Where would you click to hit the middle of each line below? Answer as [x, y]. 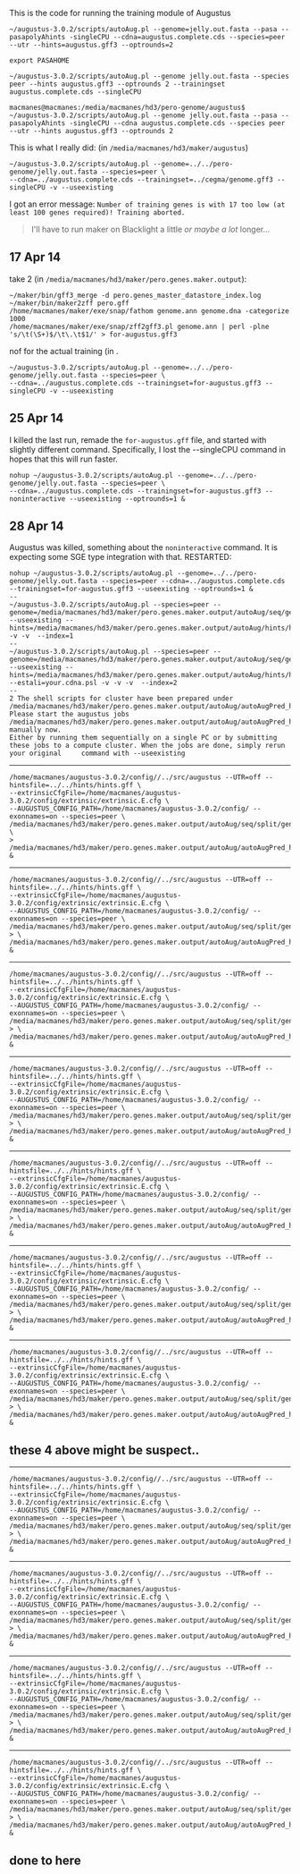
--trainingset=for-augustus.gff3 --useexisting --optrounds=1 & [131, 589]
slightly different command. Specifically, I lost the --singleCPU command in [147, 449]
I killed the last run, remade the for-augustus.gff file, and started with [138, 440]
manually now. [36, 730]
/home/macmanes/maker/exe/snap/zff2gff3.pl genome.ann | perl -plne [139, 326]
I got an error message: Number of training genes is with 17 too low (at [147, 204]
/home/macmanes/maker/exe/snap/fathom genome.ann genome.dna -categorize [150, 311]
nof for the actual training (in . [64, 351]
